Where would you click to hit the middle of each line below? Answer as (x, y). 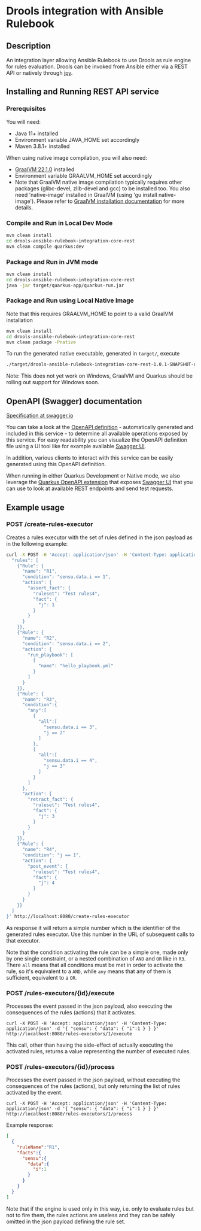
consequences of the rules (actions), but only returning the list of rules (93, 1086)
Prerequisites (26, 109)
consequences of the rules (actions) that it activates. (71, 1012)
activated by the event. (34, 1093)
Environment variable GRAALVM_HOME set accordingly (83, 175)
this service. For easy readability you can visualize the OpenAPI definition (97, 440)
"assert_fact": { (49, 588)
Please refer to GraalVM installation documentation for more (111, 201)
